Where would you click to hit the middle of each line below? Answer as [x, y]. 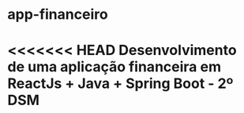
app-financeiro [58, 15]
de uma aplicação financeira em [114, 67]
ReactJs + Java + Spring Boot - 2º [120, 84]
